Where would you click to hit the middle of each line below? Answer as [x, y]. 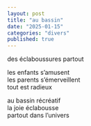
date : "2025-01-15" [35, 26]
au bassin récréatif [34, 100]
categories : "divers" [39, 33]
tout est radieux [30, 87]
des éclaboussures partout [46, 59]
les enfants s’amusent [39, 73]
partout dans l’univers [38, 116]
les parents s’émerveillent [44, 80]
